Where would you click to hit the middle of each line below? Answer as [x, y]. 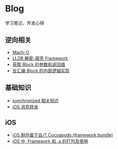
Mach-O [21, 52]
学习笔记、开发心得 [25, 23]
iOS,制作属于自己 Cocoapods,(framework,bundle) [63, 135]
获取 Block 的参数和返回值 [39, 64]
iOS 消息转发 [25, 106]
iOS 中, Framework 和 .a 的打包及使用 [50, 141]
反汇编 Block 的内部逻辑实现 [41, 70]
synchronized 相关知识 [35, 100]
